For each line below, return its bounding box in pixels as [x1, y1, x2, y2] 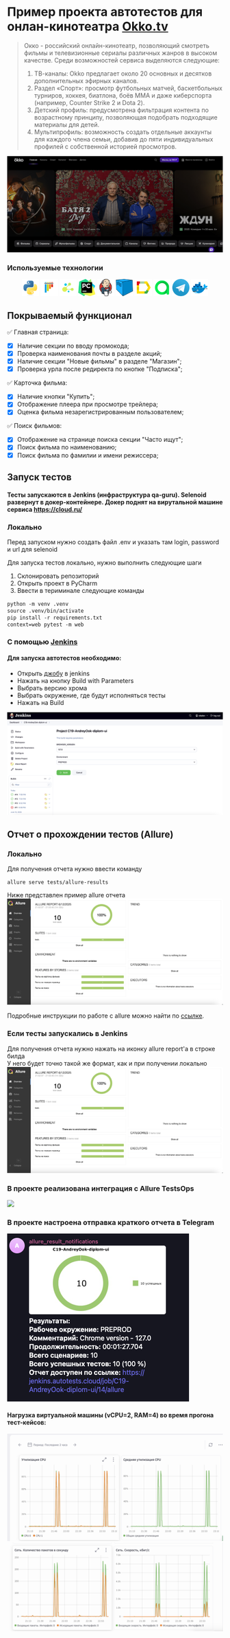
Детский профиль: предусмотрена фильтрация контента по [34, 106, 209, 114]
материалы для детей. [34, 120, 100, 128]
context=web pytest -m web [7, 621, 84, 628]
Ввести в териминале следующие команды [16, 586, 145, 594]
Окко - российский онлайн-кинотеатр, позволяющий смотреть [23, 41, 210, 49]
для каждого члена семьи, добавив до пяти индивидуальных [34, 135, 214, 143]
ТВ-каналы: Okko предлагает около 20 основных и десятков [34, 69, 212, 78]
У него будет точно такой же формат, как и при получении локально [7, 1059, 207, 1067]
